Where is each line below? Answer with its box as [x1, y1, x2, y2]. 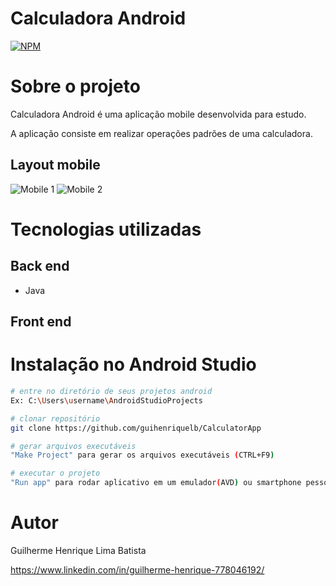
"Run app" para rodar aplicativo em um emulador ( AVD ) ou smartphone [10, 478, 302, 488]
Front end [10, 313, 72, 331]
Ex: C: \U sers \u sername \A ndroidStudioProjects [10, 395, 203, 406]
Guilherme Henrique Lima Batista [10, 544, 147, 556]
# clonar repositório [10, 413, 101, 424]
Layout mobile [10, 157, 101, 174]
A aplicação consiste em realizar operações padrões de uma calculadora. [10, 127, 313, 139]
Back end [10, 258, 70, 275]
